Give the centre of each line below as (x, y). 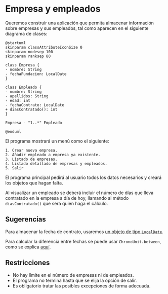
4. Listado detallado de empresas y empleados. (56, 163)
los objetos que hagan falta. (34, 182)
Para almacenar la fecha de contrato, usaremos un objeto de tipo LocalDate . (84, 232)
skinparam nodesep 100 (29, 52)
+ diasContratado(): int (31, 109)
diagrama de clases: (26, 33)
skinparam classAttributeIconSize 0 (44, 47)
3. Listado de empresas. (31, 159)
